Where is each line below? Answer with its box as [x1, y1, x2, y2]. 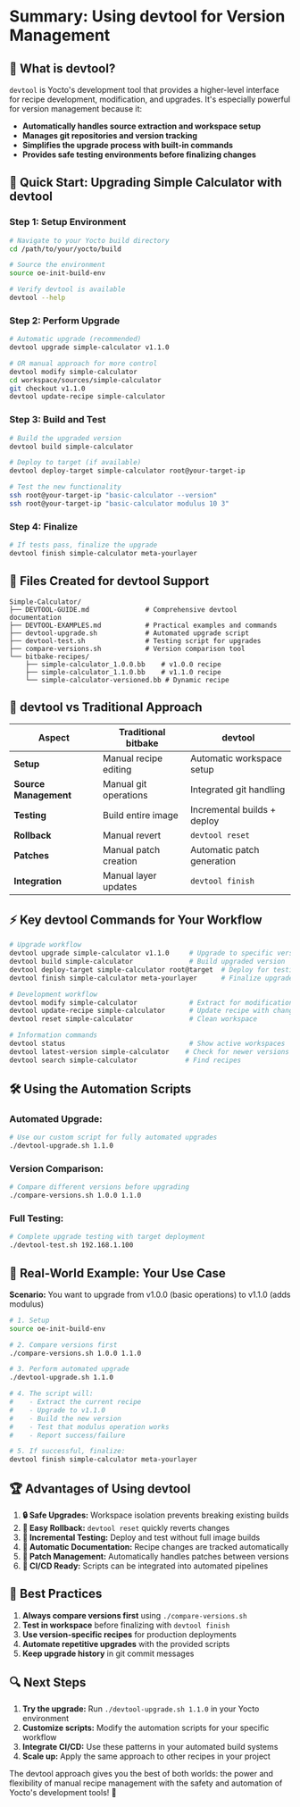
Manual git [102, 778, 147, 791]
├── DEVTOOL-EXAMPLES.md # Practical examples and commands [9, 621, 278, 630]
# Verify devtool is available [9, 285, 126, 294]
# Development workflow [9, 990, 98, 999]
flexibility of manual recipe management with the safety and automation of [9, 1778, 283, 1788]
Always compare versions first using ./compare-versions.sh [21, 1610, 247, 1620]
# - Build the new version [9, 1414, 122, 1423]
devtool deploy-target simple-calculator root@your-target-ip [9, 466, 246, 475]
